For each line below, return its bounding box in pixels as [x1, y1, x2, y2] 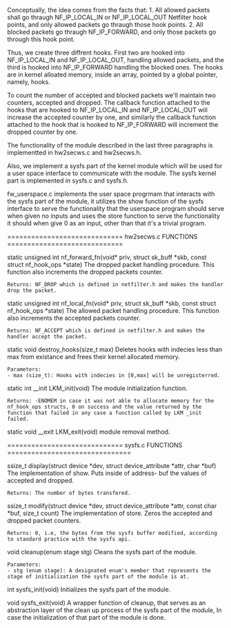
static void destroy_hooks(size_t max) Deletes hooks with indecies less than [7, 345, 223, 354]
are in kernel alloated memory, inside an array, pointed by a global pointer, [7, 70, 218, 79]
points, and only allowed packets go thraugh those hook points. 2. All [7, 21, 203, 28]
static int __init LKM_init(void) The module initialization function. [7, 384, 188, 392]
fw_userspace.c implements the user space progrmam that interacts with [7, 190, 215, 198]
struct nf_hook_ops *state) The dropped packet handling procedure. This [7, 261, 215, 268]
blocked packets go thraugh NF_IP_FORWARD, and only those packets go [7, 28, 217, 36]
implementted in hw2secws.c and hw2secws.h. [7, 148, 142, 156]
